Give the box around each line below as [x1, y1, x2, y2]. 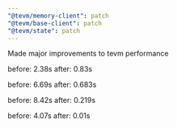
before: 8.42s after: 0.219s [7, 96, 96, 105]
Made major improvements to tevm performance [7, 49, 169, 59]
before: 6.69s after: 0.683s [7, 80, 97, 89]
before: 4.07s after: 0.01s [7, 111, 91, 121]
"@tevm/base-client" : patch [7, 19, 103, 27]
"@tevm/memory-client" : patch [7, 11, 110, 20]
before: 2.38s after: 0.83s [7, 64, 93, 74]
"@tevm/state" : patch [7, 27, 81, 35]
